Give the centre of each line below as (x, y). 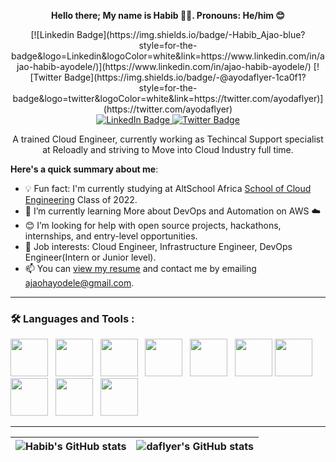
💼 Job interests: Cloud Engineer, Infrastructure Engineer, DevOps (158, 246)
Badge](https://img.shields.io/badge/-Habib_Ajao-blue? (191, 34)
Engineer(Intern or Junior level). (90, 257)
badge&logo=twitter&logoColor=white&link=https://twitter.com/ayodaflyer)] (168, 98)
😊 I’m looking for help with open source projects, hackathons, (153, 225)
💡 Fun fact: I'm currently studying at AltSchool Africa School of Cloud (168, 188)
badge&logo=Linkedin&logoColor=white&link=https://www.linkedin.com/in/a (168, 56)
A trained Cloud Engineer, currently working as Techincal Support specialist (168, 139)
